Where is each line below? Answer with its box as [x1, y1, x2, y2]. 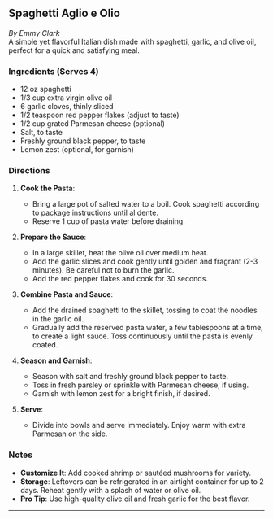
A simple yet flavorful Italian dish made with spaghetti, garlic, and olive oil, [8, 37, 257, 46]
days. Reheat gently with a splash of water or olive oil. [19, 485, 201, 495]
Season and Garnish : [19, 355, 93, 365]
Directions [8, 165, 50, 177]
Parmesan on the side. [32, 429, 108, 438]
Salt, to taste [19, 128, 63, 137]
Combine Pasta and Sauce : [19, 290, 114, 299]
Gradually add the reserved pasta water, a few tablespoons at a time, [32, 323, 264, 333]
